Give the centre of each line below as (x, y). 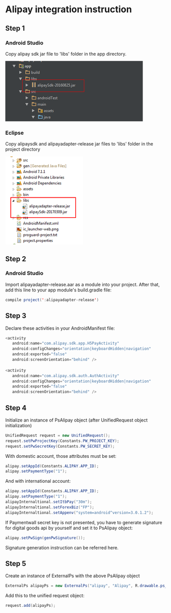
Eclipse (15, 133)
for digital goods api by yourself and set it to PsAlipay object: (69, 528)
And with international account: (38, 481)
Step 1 (15, 28)
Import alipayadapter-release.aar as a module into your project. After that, (83, 284)
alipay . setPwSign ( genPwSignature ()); (45, 538)
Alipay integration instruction (69, 9)
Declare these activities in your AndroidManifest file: (60, 328)
